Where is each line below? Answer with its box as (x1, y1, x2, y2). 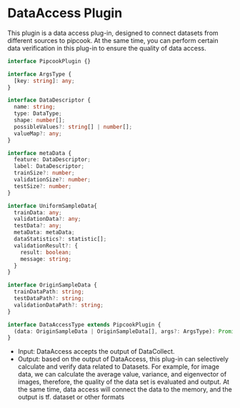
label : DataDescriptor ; (14, 163, 84, 170)
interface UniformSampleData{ (7, 202, 98, 209)
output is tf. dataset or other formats (17, 393, 125, 402)
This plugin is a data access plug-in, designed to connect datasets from (7, 29, 219, 37)
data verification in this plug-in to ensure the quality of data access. (7, 44, 206, 52)
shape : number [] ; (14, 116, 66, 124)
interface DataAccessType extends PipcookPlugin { (7, 321, 161, 328)
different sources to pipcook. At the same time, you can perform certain (7, 36, 219, 44)
